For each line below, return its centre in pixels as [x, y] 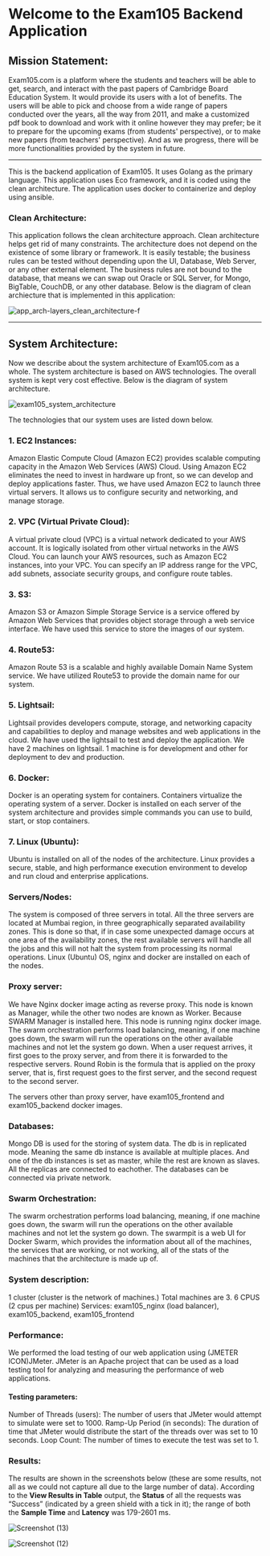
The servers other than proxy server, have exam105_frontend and [117, 1096]
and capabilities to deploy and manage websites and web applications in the [135, 731]
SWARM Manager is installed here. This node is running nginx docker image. [135, 1021]
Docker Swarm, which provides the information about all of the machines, [130, 1242]
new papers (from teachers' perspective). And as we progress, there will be [133, 140]
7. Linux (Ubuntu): [44, 841]
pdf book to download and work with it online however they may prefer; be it [135, 123]
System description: [49, 1279]
